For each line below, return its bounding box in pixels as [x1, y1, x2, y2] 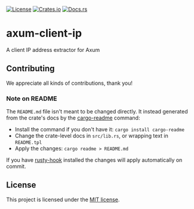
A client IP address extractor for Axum [6, 46, 100, 53]
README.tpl [14, 140, 42, 146]
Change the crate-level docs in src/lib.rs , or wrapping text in [14, 132, 168, 140]
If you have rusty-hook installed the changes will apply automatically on [6, 156, 183, 164]
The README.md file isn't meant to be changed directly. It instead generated [6, 108, 188, 115]
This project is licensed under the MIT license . [6, 196, 120, 203]
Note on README [6, 94, 57, 103]
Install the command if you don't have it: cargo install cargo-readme [14, 126, 185, 133]
